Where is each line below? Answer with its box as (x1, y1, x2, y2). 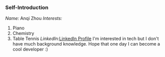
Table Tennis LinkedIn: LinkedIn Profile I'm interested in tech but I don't (12, 35, 159, 41)
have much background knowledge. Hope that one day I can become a (12, 41, 160, 47)
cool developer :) (12, 46, 48, 52)
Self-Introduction (5, 4, 49, 11)
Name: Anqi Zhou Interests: (5, 15, 62, 21)
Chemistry (12, 30, 34, 36)
